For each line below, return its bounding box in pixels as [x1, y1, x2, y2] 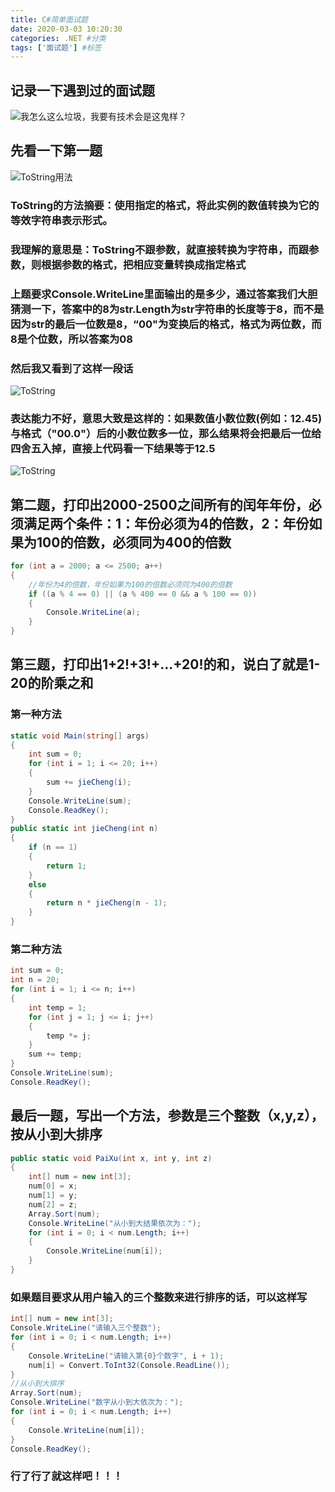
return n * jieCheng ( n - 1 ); [46, 898, 168, 908]
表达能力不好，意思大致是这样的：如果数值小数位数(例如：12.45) [10, 411, 323, 425]
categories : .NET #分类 [10, 33, 107, 43]
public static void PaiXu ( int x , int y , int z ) [10, 1153, 213, 1163]
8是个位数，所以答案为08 [10, 332, 133, 346]
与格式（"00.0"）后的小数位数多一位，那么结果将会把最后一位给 [10, 426, 322, 440]
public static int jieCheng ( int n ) [10, 824, 159, 834]
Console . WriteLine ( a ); [46, 607, 141, 618]
